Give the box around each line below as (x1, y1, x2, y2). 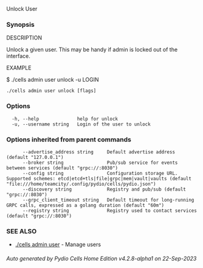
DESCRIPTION (6, 34, 43, 41)
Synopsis (6, 20, 35, 29)
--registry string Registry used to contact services (22, 207, 198, 214)
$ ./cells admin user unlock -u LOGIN (6, 76, 99, 83)
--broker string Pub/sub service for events (22, 160, 178, 166)
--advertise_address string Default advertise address (22, 149, 175, 155)
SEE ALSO (6, 227, 37, 235)
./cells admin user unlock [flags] (6, 88, 97, 94)
